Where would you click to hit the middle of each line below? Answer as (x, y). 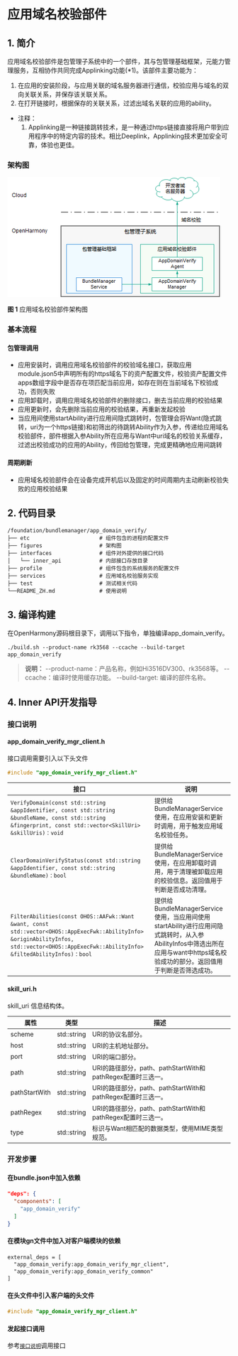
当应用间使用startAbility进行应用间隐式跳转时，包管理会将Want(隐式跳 (119, 418)
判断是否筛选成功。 (188, 970)
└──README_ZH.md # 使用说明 (67, 591)
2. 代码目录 (32, 513)
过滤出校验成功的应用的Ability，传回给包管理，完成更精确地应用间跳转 (120, 445)
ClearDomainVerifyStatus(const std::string (75, 861)
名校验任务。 (173, 835)
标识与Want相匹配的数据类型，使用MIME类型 (157, 1128)
